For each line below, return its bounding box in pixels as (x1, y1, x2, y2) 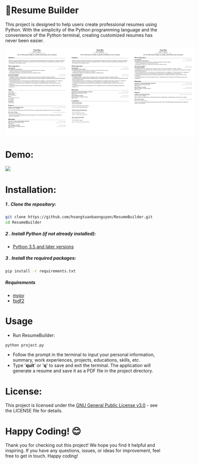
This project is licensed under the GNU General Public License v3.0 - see (5, 402, 158, 408)
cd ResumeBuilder (5, 220, 42, 225)
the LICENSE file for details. (5, 408, 63, 414)
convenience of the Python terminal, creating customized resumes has (5, 32, 153, 38)
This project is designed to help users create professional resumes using (5, 21, 157, 27)
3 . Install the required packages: (5, 255, 76, 261)
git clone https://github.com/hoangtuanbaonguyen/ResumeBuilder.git (5, 215, 153, 220)
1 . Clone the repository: (5, 201, 57, 207)
